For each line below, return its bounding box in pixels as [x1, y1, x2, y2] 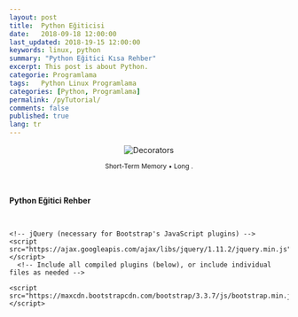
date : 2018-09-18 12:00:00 [9, 29, 117, 38]
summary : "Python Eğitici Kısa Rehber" [9, 54, 157, 63]
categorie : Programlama [9, 71, 98, 80]
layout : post [9, 12, 58, 22]
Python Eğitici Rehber [9, 196, 91, 205]
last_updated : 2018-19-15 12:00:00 [9, 37, 141, 47]
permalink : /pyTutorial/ [9, 95, 101, 104]
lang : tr [9, 120, 42, 129]
